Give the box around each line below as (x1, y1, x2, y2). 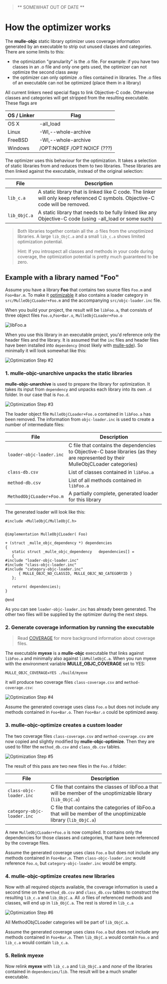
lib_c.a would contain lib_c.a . (5, 939, 69, 946)
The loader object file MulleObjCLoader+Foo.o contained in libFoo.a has (5, 411, 151, 417)
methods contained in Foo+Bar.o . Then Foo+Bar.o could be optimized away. (5, 709, 159, 715)
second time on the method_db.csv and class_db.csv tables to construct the (5, 889, 159, 895)
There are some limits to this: (5, 48, 65, 54)
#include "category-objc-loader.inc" (5, 567, 83, 572)
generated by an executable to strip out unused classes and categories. (5, 43, 153, 49)
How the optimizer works (5, 22, 111, 33)
